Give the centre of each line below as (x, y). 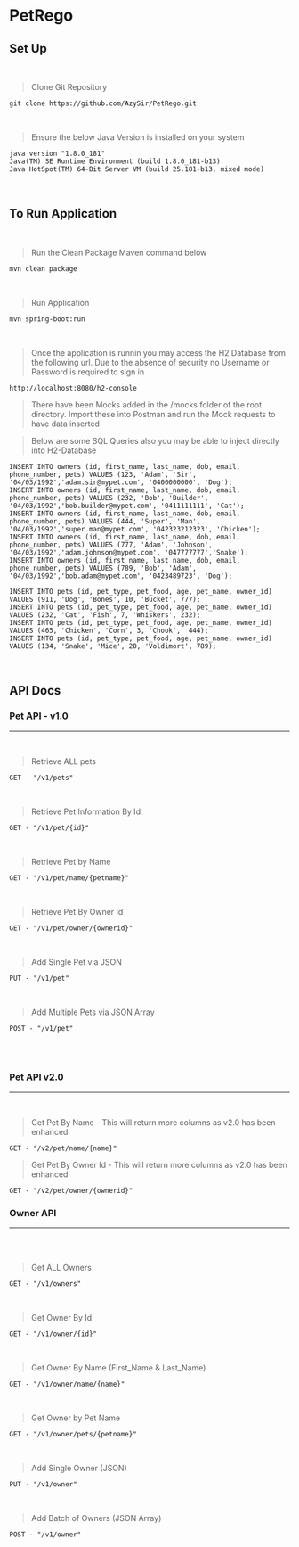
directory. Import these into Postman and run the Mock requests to (153, 414)
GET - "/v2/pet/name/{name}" (63, 1148)
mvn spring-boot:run (48, 319)
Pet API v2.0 (36, 1077)
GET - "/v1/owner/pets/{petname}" (73, 1435)
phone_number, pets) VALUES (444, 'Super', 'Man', (105, 521)
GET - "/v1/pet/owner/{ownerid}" (71, 928)
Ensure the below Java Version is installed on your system (137, 137)
